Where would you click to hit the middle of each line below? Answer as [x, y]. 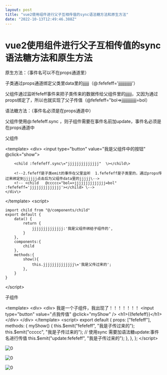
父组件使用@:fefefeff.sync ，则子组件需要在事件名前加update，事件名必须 [81, 121]
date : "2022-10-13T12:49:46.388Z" [41, 19]
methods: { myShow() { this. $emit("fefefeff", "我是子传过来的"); [70, 326]
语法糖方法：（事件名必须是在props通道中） [49, 111]
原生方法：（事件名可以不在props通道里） [47, 72]
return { [32, 223]
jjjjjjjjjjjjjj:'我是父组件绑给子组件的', [72, 229]
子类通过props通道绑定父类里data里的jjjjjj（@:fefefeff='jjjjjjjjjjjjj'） [72, 83]
